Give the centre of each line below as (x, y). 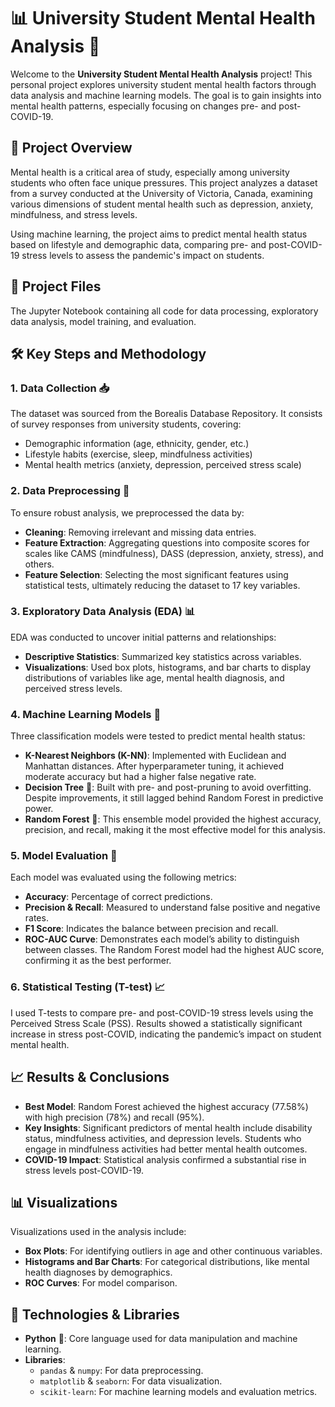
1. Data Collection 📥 (60, 388)
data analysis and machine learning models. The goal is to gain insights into (166, 95)
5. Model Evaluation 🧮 (64, 856)
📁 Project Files (56, 286)
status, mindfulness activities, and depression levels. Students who (163, 1138)
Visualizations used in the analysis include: (98, 1232)
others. (39, 564)
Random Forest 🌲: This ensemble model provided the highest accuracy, (173, 819)
